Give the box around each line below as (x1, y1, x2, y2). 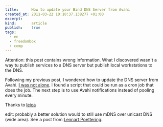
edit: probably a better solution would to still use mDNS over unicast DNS (5, 111, 153, 117)
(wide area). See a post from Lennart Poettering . (5, 116, 103, 122)
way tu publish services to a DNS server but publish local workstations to (5, 62, 153, 68)
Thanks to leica (5, 102, 36, 107)
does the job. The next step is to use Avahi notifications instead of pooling (5, 87, 155, 93)
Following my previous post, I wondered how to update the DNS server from (5, 77, 159, 83)
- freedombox (9, 39, 36, 44)
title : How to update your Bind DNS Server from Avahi (5, 7, 131, 12)
